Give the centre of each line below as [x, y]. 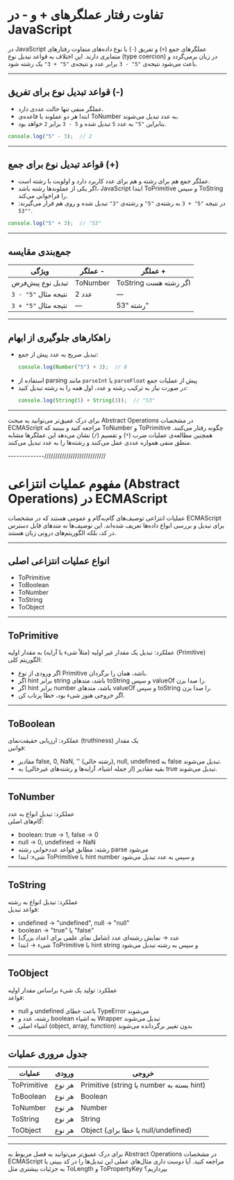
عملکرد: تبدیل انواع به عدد [41, 814]
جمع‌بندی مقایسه [40, 251]
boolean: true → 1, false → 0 [58, 835]
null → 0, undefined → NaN [57, 842]
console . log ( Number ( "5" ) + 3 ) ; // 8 [73, 367]
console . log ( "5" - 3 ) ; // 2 [50, 136]
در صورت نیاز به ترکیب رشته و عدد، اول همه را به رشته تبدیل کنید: [103, 387]
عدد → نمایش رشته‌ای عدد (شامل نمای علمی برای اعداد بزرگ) [99, 937]
